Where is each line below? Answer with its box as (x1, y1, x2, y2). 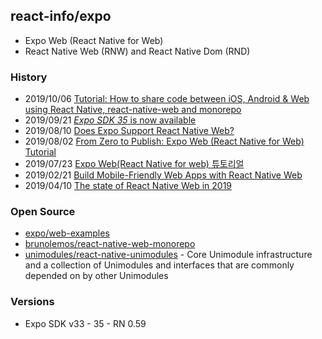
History (10, 70, 48, 84)
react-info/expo (10, 8, 112, 25)
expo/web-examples (24, 227, 110, 239)
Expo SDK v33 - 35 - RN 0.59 (24, 317, 147, 329)
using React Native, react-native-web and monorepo (24, 104, 242, 116)
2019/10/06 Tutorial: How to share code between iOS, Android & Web (24, 93, 310, 105)
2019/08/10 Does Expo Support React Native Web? (24, 125, 235, 137)
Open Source (10, 205, 76, 219)
